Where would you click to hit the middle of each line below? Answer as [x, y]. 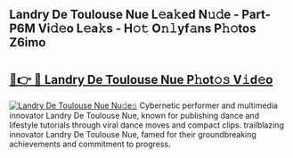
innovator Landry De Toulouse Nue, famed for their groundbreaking [133, 134]
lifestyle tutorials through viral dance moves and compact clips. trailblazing [147, 125]
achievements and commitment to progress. [90, 144]
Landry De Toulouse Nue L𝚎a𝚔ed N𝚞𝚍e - [124, 15]
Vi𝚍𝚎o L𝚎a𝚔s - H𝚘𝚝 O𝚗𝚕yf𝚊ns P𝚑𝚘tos [147, 29]
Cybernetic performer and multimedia [209, 105]
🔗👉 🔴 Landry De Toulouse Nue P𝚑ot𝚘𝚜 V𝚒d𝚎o [141, 79]
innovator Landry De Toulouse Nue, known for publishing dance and [134, 116]
